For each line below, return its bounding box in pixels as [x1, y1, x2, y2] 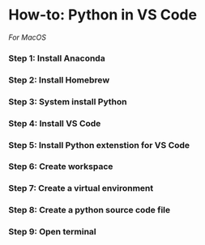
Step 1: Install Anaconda [8, 53, 105, 64]
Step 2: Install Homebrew [8, 74, 110, 86]
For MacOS [8, 32, 47, 42]
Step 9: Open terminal [8, 226, 96, 238]
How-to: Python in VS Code [8, 6, 197, 24]
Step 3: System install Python [8, 95, 127, 107]
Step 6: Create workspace [8, 161, 113, 172]
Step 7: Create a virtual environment [8, 183, 154, 194]
